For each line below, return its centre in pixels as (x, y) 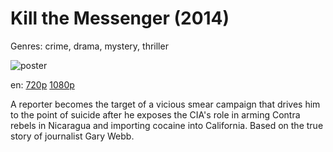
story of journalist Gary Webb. (72, 136)
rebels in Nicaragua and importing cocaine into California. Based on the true (167, 125)
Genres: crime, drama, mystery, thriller (89, 46)
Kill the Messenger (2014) (120, 18)
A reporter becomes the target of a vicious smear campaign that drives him (165, 104)
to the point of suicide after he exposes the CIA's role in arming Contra (155, 114)
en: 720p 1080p (42, 84)
